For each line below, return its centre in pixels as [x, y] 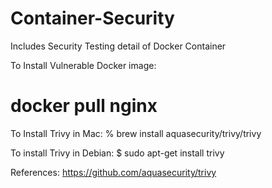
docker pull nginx [84, 106]
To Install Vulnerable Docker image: [83, 65]
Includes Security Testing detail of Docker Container [118, 46]
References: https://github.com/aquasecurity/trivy [113, 172]
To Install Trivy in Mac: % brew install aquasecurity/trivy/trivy [136, 133]
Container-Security [92, 18]
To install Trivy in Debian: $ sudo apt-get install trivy [117, 153]
